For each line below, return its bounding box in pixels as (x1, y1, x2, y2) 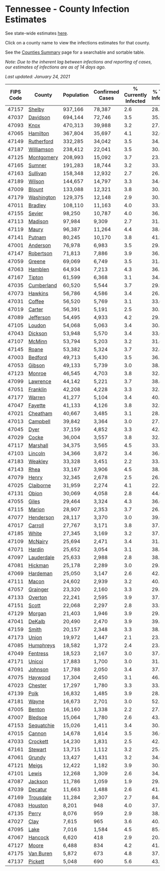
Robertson (28, 250, 53, 257)
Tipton (28, 274, 43, 281)
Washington (28, 194, 56, 200)
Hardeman (28, 570, 53, 577)
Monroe (28, 370, 47, 377)
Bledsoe (28, 714, 48, 721)
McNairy (28, 538, 48, 545)
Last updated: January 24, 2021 (5, 73, 70, 79)
